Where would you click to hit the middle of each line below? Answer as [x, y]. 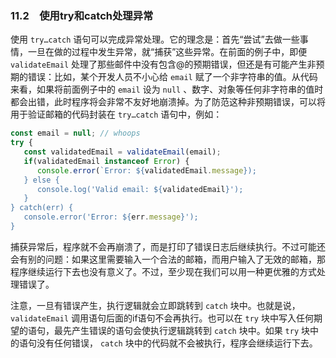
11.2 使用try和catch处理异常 [82, 15]
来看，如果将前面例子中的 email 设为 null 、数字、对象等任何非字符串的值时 [167, 89]
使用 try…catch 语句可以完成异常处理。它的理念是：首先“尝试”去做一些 [155, 39]
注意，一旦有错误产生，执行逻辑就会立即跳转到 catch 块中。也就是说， [155, 305]
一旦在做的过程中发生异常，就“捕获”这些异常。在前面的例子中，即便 [167, 52]
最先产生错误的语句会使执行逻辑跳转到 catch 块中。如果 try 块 [182, 330]
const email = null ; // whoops [75, 133]
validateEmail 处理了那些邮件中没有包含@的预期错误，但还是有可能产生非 [163, 64]
